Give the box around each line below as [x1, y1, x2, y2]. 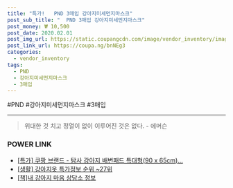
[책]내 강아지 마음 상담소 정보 [17, 173, 96, 182]
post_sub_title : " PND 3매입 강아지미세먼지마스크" [7, 17, 146, 23]
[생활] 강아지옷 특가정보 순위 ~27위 [17, 164, 113, 173]
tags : [7, 62, 23, 68]
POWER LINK [7, 140, 52, 149]
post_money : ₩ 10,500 [7, 23, 70, 30]
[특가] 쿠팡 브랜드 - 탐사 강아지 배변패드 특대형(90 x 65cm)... [17, 156, 184, 164]
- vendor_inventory [13, 55, 70, 62]
